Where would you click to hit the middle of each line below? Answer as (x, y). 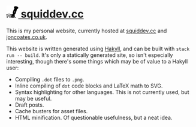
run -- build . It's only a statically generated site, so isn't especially (90, 55)
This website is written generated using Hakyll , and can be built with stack (98, 49)
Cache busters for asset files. (51, 111)
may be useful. (33, 98)
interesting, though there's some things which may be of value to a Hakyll (97, 61)
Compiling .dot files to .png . (49, 79)
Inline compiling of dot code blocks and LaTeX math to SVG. (89, 86)
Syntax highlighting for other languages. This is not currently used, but (102, 92)
